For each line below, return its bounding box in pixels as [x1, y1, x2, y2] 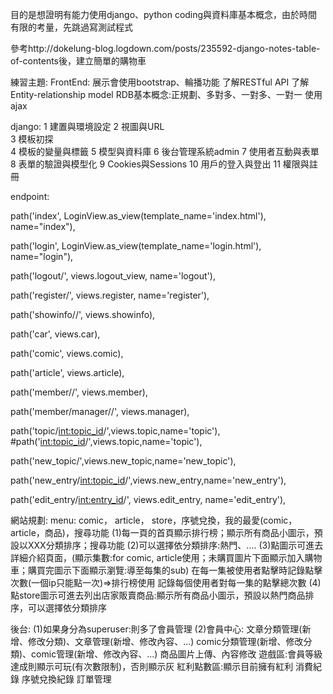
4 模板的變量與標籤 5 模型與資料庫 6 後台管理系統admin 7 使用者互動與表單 [10, 146, 320, 157]
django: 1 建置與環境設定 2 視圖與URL [10, 121, 165, 132]
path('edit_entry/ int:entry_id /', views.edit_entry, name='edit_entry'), [10, 494, 287, 505]
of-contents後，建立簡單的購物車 [10, 55, 147, 67]
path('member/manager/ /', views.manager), [10, 406, 190, 417]
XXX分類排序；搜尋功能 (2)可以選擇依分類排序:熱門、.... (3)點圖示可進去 [27, 539, 324, 551]
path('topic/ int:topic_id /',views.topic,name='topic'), [10, 425, 221, 437]
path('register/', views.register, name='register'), [10, 289, 210, 301]
